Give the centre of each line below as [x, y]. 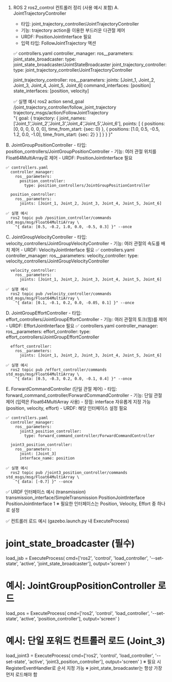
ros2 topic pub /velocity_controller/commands [61, 294]
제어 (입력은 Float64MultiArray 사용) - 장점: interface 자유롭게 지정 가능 [78, 402]
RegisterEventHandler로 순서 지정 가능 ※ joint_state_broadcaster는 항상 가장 [84, 668]
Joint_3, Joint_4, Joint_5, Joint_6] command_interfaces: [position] [82, 85]
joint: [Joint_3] [38, 454]
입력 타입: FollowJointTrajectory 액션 [58, 43]
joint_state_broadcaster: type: [45, 59]
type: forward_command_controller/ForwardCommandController [90, 436]
